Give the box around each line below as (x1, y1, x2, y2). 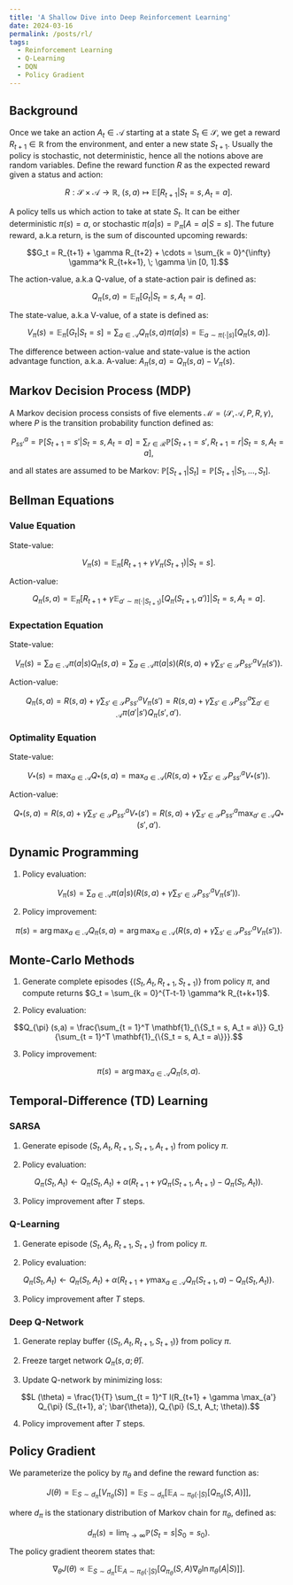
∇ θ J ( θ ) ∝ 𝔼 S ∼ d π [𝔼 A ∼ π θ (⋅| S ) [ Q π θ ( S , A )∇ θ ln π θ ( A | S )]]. (52, 1564, 245, 1577)
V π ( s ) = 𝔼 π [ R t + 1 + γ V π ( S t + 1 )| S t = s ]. (81, 557, 216, 569)
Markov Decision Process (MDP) (9, 383, 192, 398)
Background (9, 104, 78, 119)
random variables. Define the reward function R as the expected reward (9, 160, 270, 171)
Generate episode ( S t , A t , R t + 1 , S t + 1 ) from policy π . (21, 1238, 208, 1251)
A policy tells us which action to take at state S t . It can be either (9, 205, 241, 219)
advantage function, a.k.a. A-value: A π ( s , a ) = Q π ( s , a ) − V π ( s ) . (9, 356, 235, 368)
